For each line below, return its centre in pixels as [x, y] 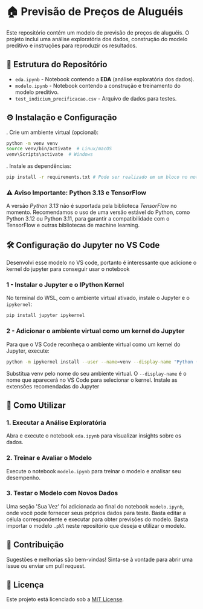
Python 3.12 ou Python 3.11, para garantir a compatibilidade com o [88, 219]
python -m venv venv [32, 143]
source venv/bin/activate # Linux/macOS [59, 149]
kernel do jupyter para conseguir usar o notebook [68, 269]
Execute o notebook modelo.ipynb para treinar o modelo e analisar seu [94, 471]
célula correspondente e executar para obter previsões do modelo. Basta [97, 519]
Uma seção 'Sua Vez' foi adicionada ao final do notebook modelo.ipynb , [95, 506]
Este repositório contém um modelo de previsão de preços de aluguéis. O [98, 32]
